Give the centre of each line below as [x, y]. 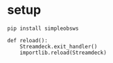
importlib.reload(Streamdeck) [63, 53]
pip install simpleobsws [43, 28]
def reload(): [28, 40]
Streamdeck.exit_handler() [59, 46]
